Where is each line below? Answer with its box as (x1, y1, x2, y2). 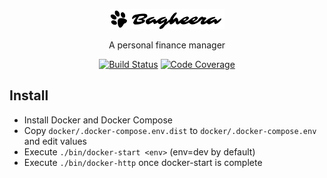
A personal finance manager (108, 39, 226, 51)
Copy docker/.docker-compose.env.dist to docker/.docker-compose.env (23, 124, 317, 136)
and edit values (23, 135, 87, 147)
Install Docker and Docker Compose (23, 114, 173, 126)
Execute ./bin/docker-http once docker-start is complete (23, 156, 263, 168)
